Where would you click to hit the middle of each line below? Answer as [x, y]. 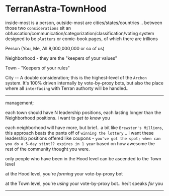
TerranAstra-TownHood [56, 9]
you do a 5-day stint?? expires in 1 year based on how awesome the [80, 143]
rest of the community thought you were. [48, 149]
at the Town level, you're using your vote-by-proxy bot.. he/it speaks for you [84, 183]
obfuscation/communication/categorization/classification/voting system [80, 33]
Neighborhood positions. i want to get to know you [58, 118]
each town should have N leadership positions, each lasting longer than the [83, 112]
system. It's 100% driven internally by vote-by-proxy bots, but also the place [84, 83]
